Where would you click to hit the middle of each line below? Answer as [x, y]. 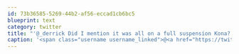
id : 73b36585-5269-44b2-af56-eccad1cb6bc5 [71, 14]
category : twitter [34, 27]
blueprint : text [31, 20]
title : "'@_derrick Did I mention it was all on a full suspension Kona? [119, 33]
